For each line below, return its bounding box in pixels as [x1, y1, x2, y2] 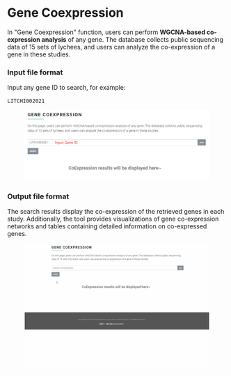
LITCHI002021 [7, 97, 45, 105]
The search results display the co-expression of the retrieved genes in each [7, 207, 225, 216]
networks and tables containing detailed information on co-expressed [7, 222, 207, 230]
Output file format [7, 191, 70, 201]
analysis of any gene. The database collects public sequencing [41, 35, 224, 43]
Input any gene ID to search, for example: [7, 84, 126, 92]
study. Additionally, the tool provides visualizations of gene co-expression [7, 214, 219, 224]
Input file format [7, 68, 63, 77]
